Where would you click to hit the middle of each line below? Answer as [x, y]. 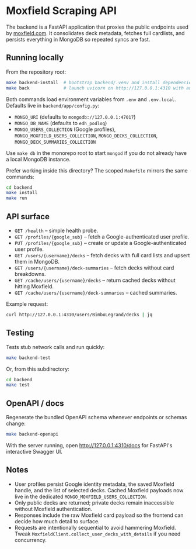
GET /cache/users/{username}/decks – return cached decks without [95, 280]
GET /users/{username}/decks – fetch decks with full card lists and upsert [102, 255]
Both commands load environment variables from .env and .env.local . [91, 99]
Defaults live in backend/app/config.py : [53, 105]
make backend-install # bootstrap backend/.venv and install [83, 82]
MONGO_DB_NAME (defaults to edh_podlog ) [61, 123]
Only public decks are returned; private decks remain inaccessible [94, 503]
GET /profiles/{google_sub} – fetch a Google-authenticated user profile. [102, 236]
